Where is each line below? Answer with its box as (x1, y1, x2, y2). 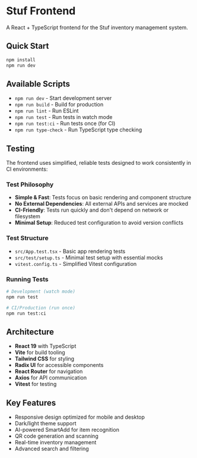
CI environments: (6, 165, 48, 173)
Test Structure (6, 234, 49, 242)
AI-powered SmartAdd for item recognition (14, 426, 120, 434)
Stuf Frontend (6, 4, 76, 18)
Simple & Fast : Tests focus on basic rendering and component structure (14, 194, 192, 201)
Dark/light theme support (14, 420, 77, 427)
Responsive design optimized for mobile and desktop (14, 413, 145, 421)
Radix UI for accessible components (14, 362, 104, 369)
